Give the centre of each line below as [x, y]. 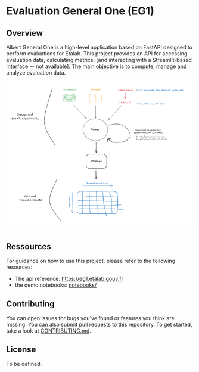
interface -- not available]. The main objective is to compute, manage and [97, 66]
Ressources [29, 247]
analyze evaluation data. [36, 72]
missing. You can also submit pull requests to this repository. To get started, [99, 324]
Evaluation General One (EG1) [80, 11]
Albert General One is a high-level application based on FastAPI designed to [99, 47]
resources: [19, 267]
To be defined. [24, 364]
